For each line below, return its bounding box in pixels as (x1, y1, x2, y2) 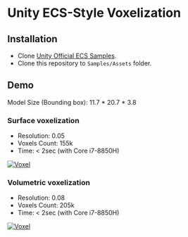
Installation (7, 33, 58, 45)
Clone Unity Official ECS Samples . (17, 51, 117, 60)
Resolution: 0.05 (17, 132, 65, 140)
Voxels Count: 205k (17, 201, 75, 210)
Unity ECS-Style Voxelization (7, 5, 182, 21)
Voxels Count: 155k (17, 139, 73, 148)
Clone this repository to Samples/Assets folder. (17, 59, 152, 68)
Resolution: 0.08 (17, 193, 65, 202)
